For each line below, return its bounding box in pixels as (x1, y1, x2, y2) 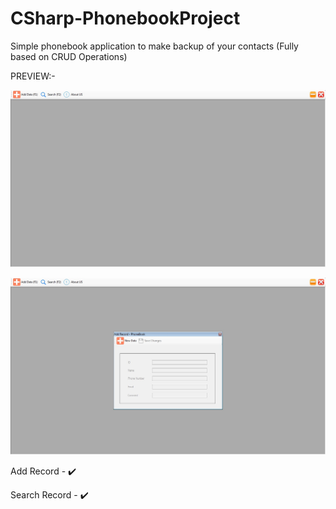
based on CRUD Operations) (10, 50, 128, 62)
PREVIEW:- (10, 70, 56, 82)
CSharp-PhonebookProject (10, 7, 241, 30)
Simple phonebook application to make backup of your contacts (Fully (10, 40, 299, 52)
